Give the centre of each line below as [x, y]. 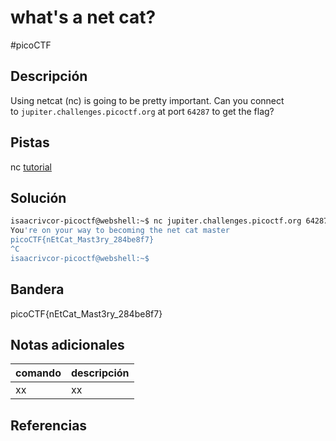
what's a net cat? [83, 17]
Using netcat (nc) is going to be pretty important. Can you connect [147, 100]
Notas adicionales [67, 344]
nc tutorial [31, 167]
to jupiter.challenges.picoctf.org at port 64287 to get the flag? [142, 111]
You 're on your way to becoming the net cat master [120, 231]
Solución [38, 197]
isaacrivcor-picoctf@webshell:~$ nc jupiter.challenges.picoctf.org [156, 221]
